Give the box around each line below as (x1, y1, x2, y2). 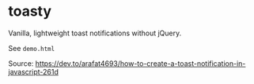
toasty (8, 2, 52, 20)
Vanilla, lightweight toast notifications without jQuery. (8, 28, 182, 38)
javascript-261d (8, 67, 59, 76)
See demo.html (8, 43, 55, 53)
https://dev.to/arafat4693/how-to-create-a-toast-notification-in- (35, 58, 246, 68)
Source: (8, 58, 34, 68)
